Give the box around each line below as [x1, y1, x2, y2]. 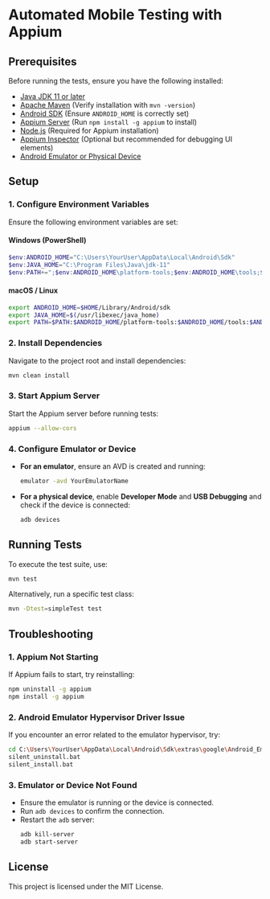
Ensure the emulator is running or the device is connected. [19, 798, 215, 807]
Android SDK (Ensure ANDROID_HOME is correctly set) [19, 109, 190, 118]
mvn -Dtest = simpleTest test [8, 605, 103, 613]
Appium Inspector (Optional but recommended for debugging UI [19, 134, 233, 144]
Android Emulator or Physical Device [19, 151, 141, 161]
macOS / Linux [8, 285, 59, 295]
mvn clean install [8, 372, 70, 380]
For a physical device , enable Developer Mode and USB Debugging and [19, 491, 262, 501]
